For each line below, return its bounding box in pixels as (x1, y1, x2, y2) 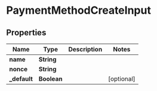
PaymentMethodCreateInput (6, 4, 151, 17)
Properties (6, 28, 47, 38)
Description (68, 45, 103, 53)
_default (9, 75, 33, 83)
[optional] (107, 75, 136, 83)
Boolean (38, 75, 63, 83)
